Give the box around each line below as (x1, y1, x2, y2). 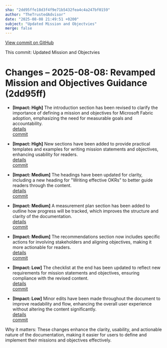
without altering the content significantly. (12, 306, 97, 312)
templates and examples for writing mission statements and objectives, (12, 146, 159, 152)
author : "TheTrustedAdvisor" (5, 12, 66, 17)
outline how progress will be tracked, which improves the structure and (12, 208, 159, 214)
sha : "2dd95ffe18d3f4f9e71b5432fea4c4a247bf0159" (5, 7, 111, 12)
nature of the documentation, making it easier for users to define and (5, 332, 147, 338)
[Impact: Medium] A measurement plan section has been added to (12, 203, 151, 209)
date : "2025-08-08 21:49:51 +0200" (5, 16, 79, 21)
